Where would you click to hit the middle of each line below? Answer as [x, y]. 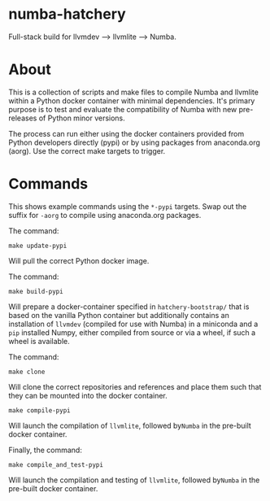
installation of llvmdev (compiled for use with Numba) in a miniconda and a [133, 324]
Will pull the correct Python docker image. [79, 260]
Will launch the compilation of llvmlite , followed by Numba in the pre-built [130, 425]
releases [23, 118]
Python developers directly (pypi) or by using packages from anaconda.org [134, 142]
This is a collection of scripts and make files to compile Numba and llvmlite [133, 92]
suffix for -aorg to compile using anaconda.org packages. [105, 215]
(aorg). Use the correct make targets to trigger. [87, 150]
